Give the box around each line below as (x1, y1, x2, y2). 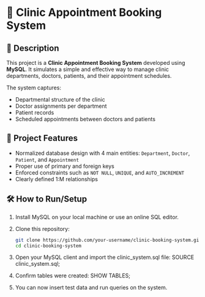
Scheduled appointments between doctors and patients (15, 116, 156, 122)
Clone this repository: (15, 225, 70, 232)
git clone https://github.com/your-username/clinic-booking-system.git (15, 237, 202, 243)
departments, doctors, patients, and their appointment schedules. (6, 72, 172, 79)
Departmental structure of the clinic (15, 96, 105, 103)
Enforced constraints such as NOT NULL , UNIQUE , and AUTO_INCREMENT (15, 168, 185, 176)
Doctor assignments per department (15, 102, 107, 110)
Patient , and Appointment (15, 156, 80, 163)
